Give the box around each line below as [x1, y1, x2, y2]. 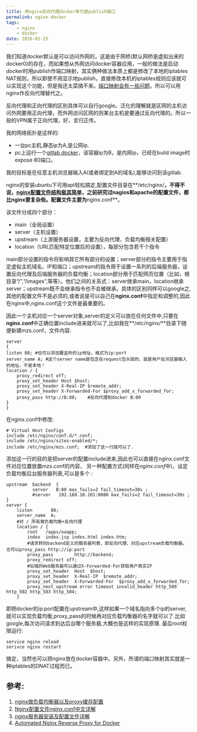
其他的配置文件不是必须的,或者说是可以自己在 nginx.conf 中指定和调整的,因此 [6, 292, 191, 299]
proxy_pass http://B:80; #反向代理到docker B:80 [16, 395, 141, 400]
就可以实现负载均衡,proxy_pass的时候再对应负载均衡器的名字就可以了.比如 [6, 613, 186, 619]
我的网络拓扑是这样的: [6, 129, 60, 136]
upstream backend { [6, 482, 59, 487]
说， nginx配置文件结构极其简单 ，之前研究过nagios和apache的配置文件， [6, 189, 184, 196]
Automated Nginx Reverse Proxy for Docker [14, 719, 120, 726]
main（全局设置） [14, 221, 57, 228]
